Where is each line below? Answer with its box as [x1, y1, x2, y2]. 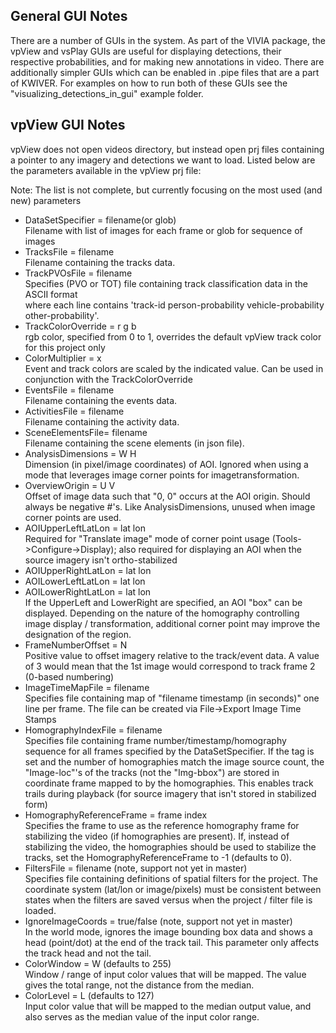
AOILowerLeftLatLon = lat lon [24, 575, 146, 587]
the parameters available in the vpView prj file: [10, 164, 202, 176]
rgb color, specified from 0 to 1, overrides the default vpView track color [24, 330, 322, 343]
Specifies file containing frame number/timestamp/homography [24, 734, 287, 746]
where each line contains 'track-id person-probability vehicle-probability [24, 299, 325, 311]
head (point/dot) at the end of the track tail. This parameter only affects [24, 936, 320, 948]
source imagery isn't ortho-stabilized [24, 554, 178, 566]
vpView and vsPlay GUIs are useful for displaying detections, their [10, 45, 282, 57]
